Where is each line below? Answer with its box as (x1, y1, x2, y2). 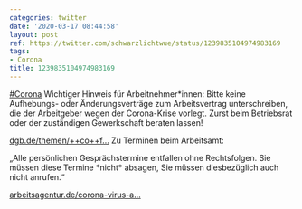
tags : (9, 47, 30, 56)
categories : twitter (9, 13, 88, 23)
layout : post (9, 30, 59, 39)
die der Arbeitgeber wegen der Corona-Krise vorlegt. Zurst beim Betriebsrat (9, 108, 293, 119)
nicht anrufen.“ (9, 171, 65, 182)
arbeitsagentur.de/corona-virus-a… (9, 189, 142, 200)
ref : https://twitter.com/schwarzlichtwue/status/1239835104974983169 (9, 38, 281, 48)
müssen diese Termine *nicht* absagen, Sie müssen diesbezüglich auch (9, 162, 279, 173)
